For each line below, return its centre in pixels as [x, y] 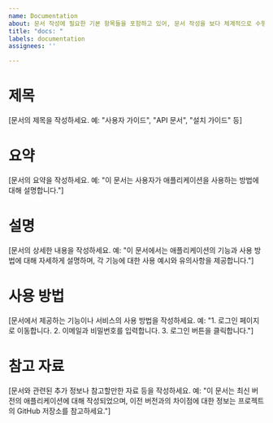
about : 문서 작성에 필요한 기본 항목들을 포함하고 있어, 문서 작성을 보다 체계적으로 [130, 24]
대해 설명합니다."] [36, 190]
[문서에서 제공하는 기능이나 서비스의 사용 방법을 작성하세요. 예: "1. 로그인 [123, 320]
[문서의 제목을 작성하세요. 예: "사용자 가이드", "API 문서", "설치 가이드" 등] [125, 120]
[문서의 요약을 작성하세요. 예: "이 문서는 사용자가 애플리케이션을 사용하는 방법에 [134, 180]
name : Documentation [43, 16]
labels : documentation [47, 39]
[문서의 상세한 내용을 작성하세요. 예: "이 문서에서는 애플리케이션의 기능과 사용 [131, 250]
